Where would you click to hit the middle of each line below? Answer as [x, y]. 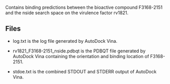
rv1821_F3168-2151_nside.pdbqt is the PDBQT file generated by [79, 51]
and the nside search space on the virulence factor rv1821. [67, 13]
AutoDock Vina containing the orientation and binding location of [81, 56]
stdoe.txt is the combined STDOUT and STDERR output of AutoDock [84, 71]
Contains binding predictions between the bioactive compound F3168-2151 [84, 7]
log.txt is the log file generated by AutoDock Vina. [65, 41]
